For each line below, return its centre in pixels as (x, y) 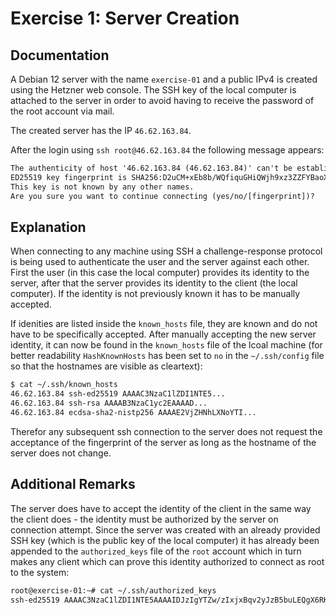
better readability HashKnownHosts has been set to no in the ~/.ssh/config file (167, 356)
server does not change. (61, 453)
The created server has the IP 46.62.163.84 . (101, 130)
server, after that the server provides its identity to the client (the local (154, 283)
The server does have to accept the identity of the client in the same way (161, 508)
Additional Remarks (73, 484)
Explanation (48, 227)
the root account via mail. (62, 111)
